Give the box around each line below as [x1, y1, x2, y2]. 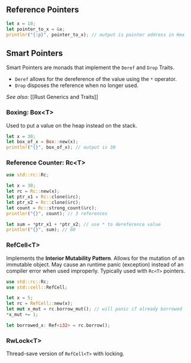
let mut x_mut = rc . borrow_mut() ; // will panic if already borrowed [6, 306, 183, 312]
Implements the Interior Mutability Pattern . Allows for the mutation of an [6, 255, 184, 262]
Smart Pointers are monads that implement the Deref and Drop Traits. [6, 64, 174, 71]
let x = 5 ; [6, 295, 33, 301]
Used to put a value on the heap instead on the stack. [6, 122, 137, 129]
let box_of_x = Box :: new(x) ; [6, 139, 79, 145]
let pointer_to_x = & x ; [6, 26, 65, 32]
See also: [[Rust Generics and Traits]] [6, 94, 98, 101]
